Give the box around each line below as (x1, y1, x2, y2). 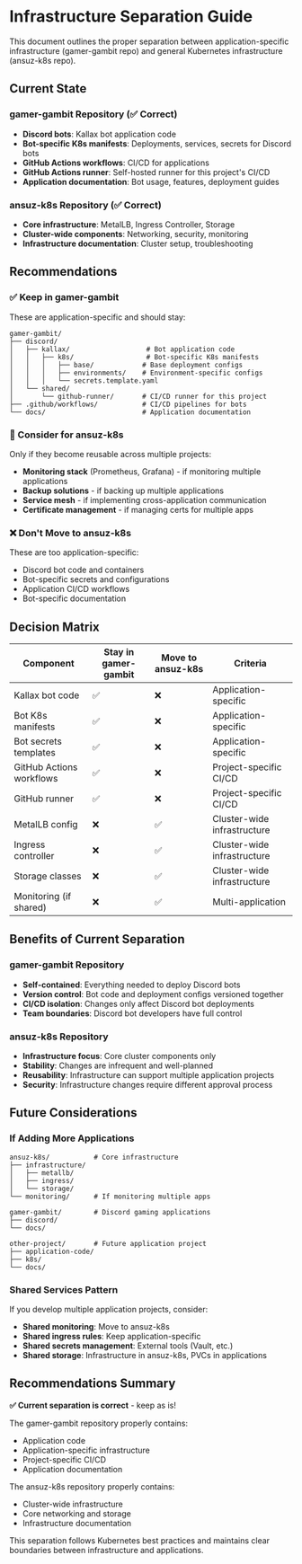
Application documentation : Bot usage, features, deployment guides (22, 176, 280, 187)
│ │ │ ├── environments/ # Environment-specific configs (9, 368, 263, 377)
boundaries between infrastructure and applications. (9, 1544, 204, 1555)
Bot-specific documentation (22, 593, 127, 604)
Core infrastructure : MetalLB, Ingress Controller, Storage (22, 218, 235, 230)
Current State (9, 81, 87, 96)
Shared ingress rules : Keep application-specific (22, 1330, 201, 1341)
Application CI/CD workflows (22, 584, 130, 595)
